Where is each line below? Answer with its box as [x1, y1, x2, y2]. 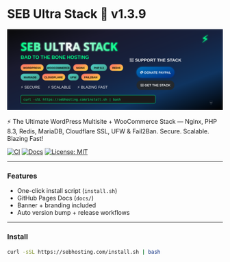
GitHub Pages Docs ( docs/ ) [16, 194, 94, 202]
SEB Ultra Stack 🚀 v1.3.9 [7, 6, 146, 22]
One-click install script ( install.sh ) [16, 187, 118, 195]
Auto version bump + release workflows [16, 209, 130, 217]
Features [7, 171, 38, 181]
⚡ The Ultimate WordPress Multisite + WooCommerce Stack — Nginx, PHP [7, 117, 218, 125]
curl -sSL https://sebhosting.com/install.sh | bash [7, 248, 161, 255]
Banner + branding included [16, 201, 97, 209]
